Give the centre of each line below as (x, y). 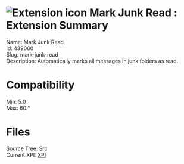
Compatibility (40, 85)
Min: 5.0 (16, 101)
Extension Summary (57, 25)
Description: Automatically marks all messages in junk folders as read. (92, 61)
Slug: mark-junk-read (32, 54)
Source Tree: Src (27, 148)
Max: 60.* (18, 108)
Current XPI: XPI (26, 154)
